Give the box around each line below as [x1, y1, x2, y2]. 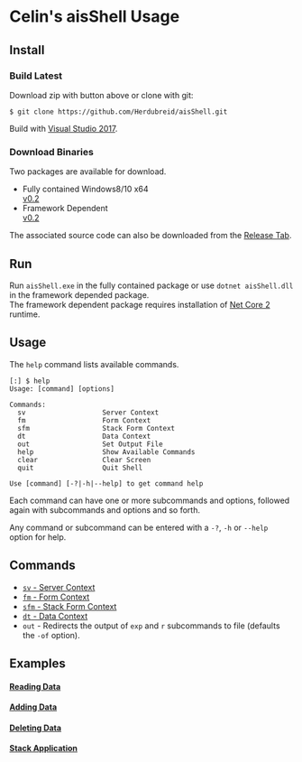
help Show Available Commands [17, 447, 196, 457]
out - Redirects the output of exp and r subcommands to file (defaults [22, 620, 281, 631]
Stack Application [9, 743, 78, 754]
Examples [9, 656, 66, 671]
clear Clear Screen [17, 455, 151, 464]
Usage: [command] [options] [9, 384, 115, 394]
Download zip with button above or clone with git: [9, 89, 194, 100]
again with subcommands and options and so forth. [9, 504, 201, 516]
